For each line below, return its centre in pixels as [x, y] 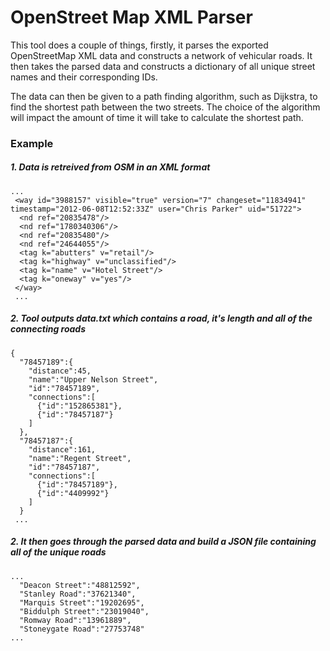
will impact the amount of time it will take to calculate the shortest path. [157, 117]
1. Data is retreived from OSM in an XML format [110, 167]
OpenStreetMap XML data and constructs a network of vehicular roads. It [161, 55]
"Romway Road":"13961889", [75, 620]
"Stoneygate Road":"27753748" [82, 629]
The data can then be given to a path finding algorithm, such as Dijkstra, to [164, 96]
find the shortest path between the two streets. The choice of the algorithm [165, 107]
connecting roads [48, 329]
